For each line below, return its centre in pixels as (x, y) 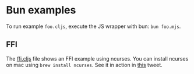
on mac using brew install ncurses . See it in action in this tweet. (84, 65)
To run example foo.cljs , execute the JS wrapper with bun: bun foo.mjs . (94, 26)
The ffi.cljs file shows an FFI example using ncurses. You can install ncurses (97, 58)
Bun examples (41, 10)
